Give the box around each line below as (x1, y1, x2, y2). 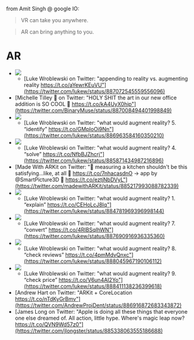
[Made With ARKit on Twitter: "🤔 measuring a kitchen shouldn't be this (14, 163, 188, 170)
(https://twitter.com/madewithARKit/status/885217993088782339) (14, 182, 179, 189)
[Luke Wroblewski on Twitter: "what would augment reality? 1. (23, 195, 175, 202)
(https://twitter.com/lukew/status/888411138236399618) (23, 283, 162, 290)
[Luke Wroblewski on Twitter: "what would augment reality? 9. (23, 269, 177, 277)
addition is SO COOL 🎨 (14, 100, 70, 107)
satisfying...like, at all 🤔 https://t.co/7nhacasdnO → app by (14, 169, 158, 177)
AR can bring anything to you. (20, 28, 94, 35)
